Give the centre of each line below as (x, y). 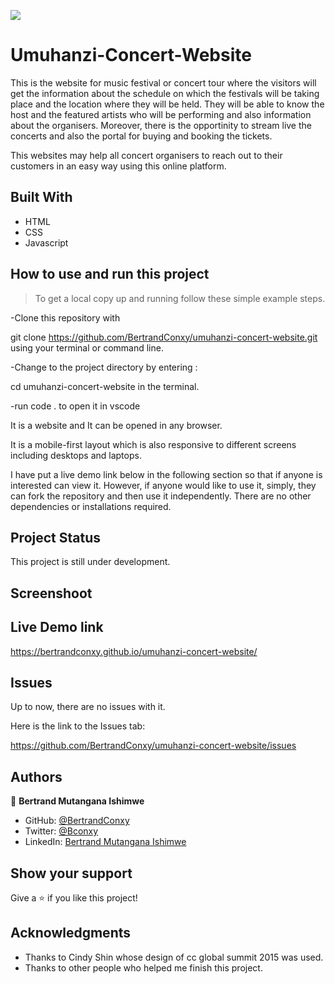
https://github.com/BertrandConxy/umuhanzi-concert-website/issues (153, 746)
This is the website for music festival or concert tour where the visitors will (163, 82)
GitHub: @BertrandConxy (77, 821)
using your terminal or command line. (87, 347)
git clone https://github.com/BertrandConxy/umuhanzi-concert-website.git (164, 337)
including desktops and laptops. (76, 455)
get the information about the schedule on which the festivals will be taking (165, 93)
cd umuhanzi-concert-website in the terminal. (105, 386)
